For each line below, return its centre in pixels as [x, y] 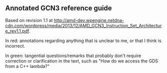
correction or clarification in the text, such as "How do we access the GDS [82, 61]
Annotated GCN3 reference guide [58, 8]
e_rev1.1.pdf [17, 31]
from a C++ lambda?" [27, 66]
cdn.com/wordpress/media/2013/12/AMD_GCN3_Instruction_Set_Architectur [83, 25]
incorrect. [15, 46]
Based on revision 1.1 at [29, 20]
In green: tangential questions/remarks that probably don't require [73, 55]
